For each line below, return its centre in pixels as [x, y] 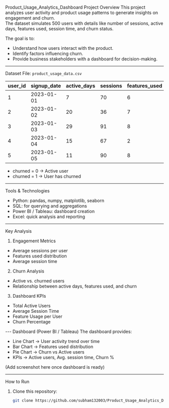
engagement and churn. [30, 18]
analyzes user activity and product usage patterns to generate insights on [82, 13]
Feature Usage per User [37, 316]
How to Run [17, 382]
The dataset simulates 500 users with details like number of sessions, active [84, 23]
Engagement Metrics [34, 241]
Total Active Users [31, 306]
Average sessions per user [40, 251]
